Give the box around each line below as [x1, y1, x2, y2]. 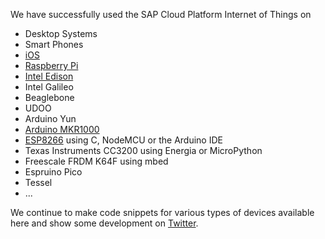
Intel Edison [24, 70, 74, 82]
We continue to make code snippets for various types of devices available [10, 207, 315, 218]
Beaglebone [24, 92, 75, 103]
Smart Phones [24, 39, 84, 50]
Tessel [24, 177, 53, 188]
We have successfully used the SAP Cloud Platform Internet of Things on [10, 9, 312, 20]
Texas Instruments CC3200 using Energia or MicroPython [24, 145, 263, 156]
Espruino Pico [24, 166, 83, 178]
